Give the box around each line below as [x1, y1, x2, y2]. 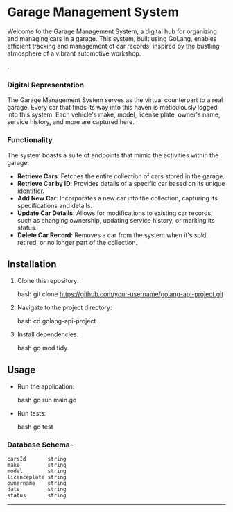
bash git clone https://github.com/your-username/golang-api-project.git [17, 290, 224, 298]
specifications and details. [17, 201, 92, 210]
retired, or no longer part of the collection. [17, 238, 137, 246]
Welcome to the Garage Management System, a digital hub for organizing [7, 27, 217, 35]
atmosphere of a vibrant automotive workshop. [7, 49, 141, 58]
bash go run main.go [17, 396, 77, 404]
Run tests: [17, 409, 46, 418]
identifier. [17, 187, 45, 195]
